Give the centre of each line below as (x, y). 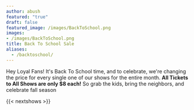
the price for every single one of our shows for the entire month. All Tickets (97, 77)
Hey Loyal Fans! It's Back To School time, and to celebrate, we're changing (96, 71)
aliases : (17, 49)
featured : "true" (27, 17)
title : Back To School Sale (40, 44)
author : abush (23, 11)
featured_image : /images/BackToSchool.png (58, 28)
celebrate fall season (31, 90)
